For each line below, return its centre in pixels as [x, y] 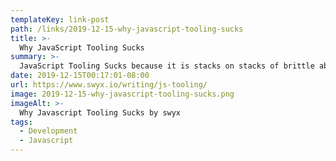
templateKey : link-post [60, 19]
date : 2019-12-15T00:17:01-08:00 [80, 76]
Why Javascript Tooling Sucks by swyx [100, 112]
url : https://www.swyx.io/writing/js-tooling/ [109, 85]
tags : [21, 122]
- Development [48, 131]
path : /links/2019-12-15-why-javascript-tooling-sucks [127, 29]
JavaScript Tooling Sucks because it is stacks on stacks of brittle [167, 66]
